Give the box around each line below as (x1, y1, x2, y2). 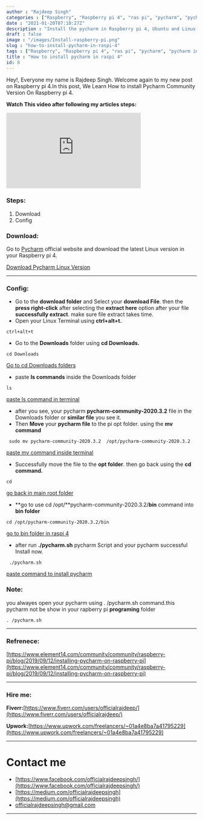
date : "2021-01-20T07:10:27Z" (6, 20, 85, 26)
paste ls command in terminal (6, 396, 80, 403)
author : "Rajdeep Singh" (6, 8, 71, 15)
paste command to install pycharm (6, 570, 92, 578)
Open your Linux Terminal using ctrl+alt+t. (14, 317, 122, 324)
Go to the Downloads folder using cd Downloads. (14, 340, 140, 347)
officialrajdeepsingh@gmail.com (14, 801, 95, 809)
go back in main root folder (6, 489, 74, 497)
